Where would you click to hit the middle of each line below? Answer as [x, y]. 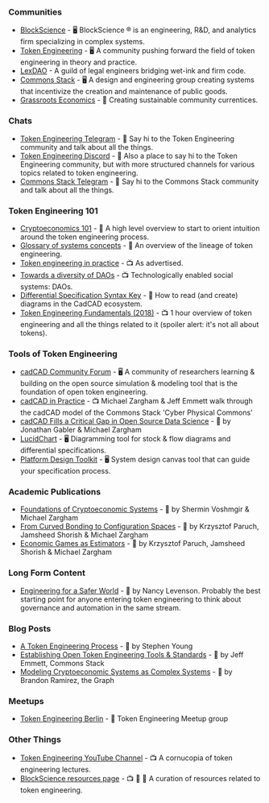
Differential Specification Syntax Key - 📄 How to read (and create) [129, 295]
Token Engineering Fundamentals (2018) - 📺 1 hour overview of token [136, 313]
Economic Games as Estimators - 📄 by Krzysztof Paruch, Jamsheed [132, 544]
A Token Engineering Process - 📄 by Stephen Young [106, 646]
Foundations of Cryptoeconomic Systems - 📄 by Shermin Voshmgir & [134, 509]
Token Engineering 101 [53, 210]
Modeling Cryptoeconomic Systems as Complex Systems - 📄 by [126, 672]
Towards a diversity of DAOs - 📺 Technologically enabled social [126, 275]
